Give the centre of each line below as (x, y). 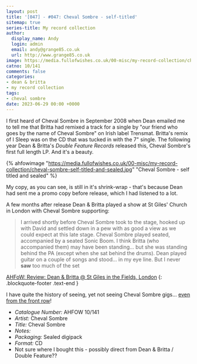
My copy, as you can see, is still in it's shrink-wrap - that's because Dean (94, 187)
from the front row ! (29, 301)
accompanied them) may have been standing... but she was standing (104, 247)
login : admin (27, 44)
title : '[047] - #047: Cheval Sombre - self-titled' (72, 17)
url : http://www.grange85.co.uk (51, 55)
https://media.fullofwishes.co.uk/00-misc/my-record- (113, 163)
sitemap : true (23, 22)
